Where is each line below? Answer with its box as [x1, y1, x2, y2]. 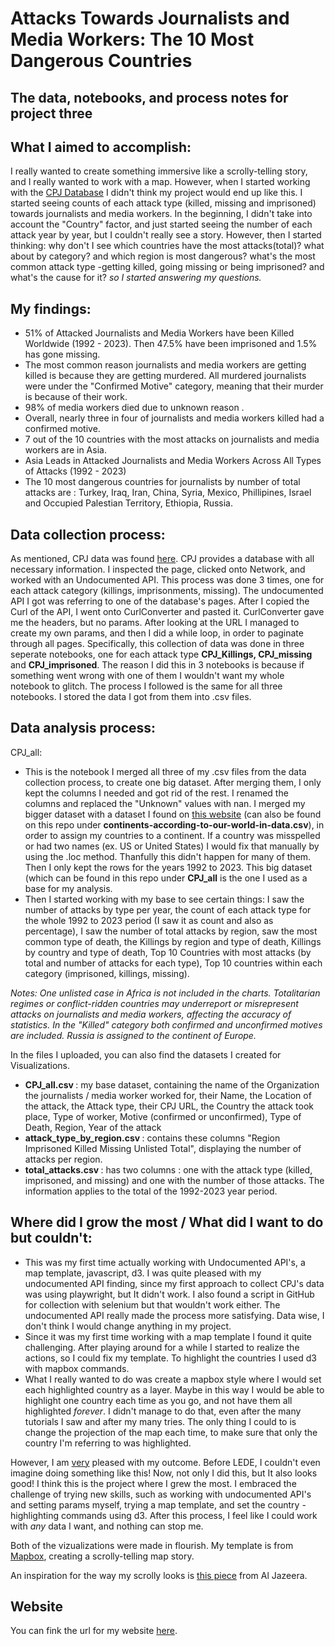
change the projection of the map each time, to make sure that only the [24, 1426, 318, 1438]
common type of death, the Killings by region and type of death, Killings [24, 935, 322, 947]
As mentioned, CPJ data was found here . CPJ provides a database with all [10, 553, 315, 565]
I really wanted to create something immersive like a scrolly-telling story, [10, 165, 308, 177]
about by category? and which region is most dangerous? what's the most [10, 250, 316, 262]
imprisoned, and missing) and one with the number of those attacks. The [24, 1174, 325, 1186]
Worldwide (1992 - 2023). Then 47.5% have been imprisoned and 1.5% [24, 338, 318, 350]
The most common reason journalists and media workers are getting [24, 359, 307, 371]
